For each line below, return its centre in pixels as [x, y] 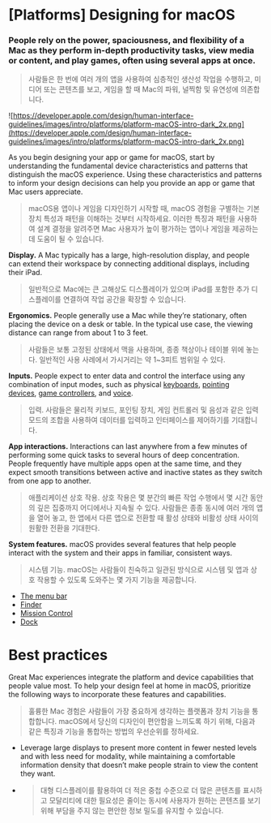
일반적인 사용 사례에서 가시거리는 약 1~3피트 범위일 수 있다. [132, 360]
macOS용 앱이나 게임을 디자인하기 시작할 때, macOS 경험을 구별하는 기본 [144, 209]
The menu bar [43, 596]
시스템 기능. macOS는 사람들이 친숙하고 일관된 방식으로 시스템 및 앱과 [138, 570]
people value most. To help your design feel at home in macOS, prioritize [130, 686]
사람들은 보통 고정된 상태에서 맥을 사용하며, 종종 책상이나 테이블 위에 [136, 350]
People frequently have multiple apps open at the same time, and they [125, 463]
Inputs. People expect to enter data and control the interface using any [127, 376]
